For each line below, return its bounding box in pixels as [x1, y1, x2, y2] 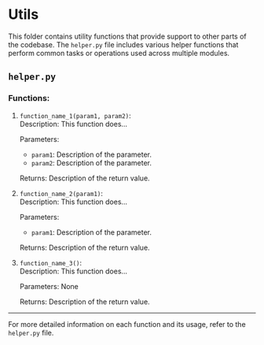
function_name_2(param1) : [19, 188, 104, 198]
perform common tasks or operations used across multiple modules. [8, 48, 230, 57]
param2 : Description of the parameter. [31, 158, 152, 167]
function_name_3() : [19, 258, 82, 267]
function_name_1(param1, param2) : [19, 110, 131, 120]
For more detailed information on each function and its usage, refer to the [8, 319, 246, 328]
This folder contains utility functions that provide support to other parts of [8, 32, 247, 41]
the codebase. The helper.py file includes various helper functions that [8, 39, 239, 49]
